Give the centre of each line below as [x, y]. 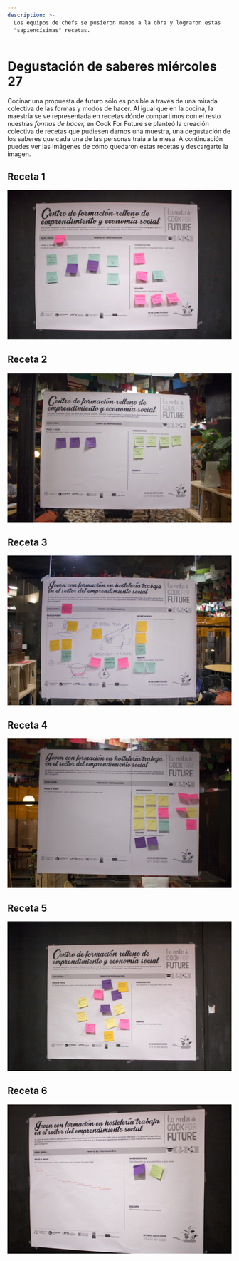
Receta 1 [26, 176]
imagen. [19, 154]
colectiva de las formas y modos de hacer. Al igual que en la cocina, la [111, 109]
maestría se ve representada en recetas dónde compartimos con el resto [114, 116]
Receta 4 [28, 725]
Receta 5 [27, 908]
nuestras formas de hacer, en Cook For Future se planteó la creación [108, 124]
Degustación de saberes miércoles [112, 66]
